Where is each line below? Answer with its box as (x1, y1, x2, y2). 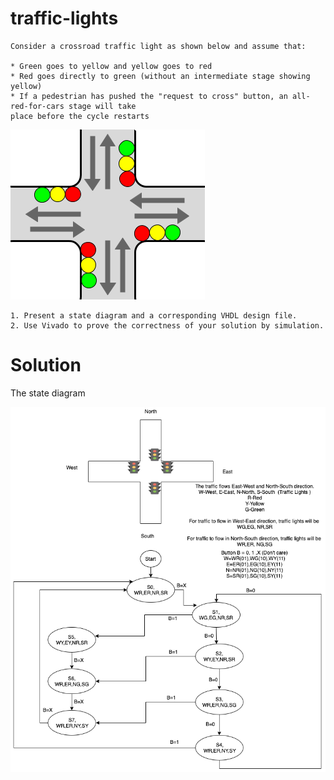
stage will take (68, 101, 137, 111)
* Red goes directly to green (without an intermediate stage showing (10, 71, 311, 81)
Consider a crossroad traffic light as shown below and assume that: (10, 41, 307, 51)
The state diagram (10, 387, 86, 399)
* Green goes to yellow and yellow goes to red (10, 61, 213, 71)
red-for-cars (10, 101, 65, 111)
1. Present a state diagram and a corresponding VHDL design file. (10, 310, 298, 321)
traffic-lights (10, 7, 119, 30)
